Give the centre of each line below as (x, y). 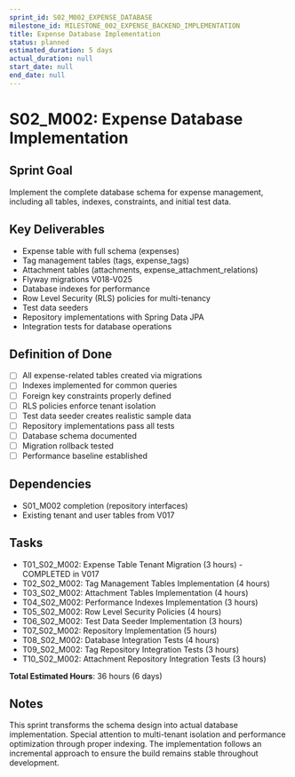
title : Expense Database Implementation (85, 34)
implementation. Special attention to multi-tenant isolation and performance (147, 734)
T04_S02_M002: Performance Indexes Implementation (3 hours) (140, 602)
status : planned (39, 42)
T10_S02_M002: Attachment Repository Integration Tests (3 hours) (144, 659)
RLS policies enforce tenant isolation (89, 406)
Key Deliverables (57, 230)
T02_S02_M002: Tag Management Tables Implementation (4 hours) (146, 583)
